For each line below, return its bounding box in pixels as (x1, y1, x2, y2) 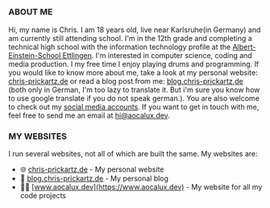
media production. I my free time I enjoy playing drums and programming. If (8, 59, 260, 69)
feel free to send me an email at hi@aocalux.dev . (8, 110, 171, 120)
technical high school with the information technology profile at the (8, 42, 231, 52)
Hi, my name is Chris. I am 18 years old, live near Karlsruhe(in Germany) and (8, 24, 261, 35)
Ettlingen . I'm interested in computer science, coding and (62, 50, 252, 60)
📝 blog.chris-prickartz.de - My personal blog (19, 173, 169, 184)
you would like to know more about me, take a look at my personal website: (8, 68, 258, 77)
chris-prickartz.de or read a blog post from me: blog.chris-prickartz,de (8, 76, 243, 85)
